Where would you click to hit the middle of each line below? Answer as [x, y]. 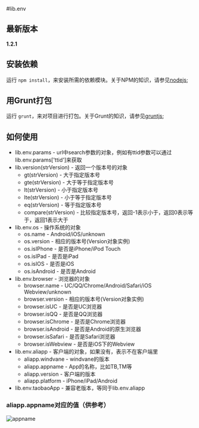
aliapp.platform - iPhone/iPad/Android [71, 381]
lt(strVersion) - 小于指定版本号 [61, 190]
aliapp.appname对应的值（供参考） [58, 405]
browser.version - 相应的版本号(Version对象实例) [84, 299]
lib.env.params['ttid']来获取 [48, 160]
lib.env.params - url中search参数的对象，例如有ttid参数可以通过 [93, 152]
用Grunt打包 [29, 101]
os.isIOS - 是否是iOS [49, 264]
